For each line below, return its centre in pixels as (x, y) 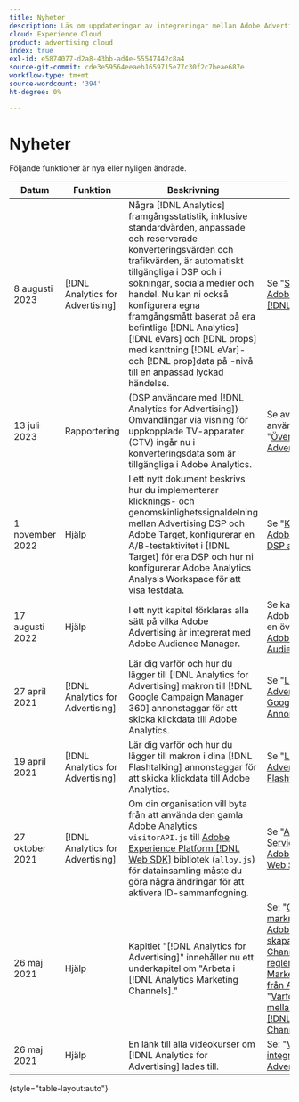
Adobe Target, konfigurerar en (192, 535)
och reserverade (163, 239)
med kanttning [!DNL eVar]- (187, 350)
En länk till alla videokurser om (192, 1044)
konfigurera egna (164, 305)
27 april (30, 692)
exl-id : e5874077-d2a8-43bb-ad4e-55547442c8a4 (97, 59)
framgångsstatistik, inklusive (188, 216)
